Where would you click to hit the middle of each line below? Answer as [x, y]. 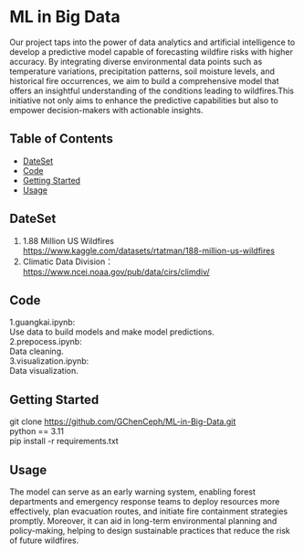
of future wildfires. [44, 540]
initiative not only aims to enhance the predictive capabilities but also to [144, 100]
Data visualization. [44, 371]
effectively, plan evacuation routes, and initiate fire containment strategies [149, 511]
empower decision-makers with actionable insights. [106, 110]
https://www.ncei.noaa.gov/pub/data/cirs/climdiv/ [116, 271]
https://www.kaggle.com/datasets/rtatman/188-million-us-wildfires [149, 250]
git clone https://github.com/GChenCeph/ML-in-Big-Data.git [123, 421]
